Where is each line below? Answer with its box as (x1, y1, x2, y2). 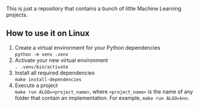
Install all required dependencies (14, 69, 95, 76)
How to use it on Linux (6, 28, 90, 38)
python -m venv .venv (14, 51, 68, 57)
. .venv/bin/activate (14, 64, 68, 70)
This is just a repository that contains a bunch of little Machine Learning (6, 5, 182, 12)
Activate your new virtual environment (14, 56, 108, 64)
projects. (6, 11, 28, 18)
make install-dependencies (14, 76, 82, 82)
